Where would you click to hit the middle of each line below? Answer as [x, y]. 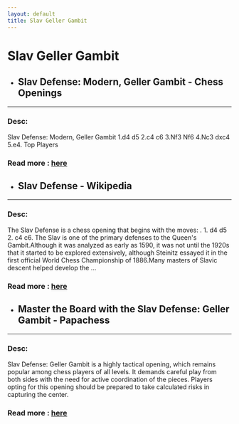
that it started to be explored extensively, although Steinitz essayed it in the [117, 253]
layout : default [31, 14]
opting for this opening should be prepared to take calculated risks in [108, 387]
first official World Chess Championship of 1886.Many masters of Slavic [112, 260]
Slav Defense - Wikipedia [75, 186]
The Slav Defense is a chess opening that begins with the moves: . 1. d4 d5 [117, 230]
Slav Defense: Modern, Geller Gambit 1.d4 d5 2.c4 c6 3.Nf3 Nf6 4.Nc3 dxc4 [119, 137]
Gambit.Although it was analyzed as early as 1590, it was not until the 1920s [118, 245]
